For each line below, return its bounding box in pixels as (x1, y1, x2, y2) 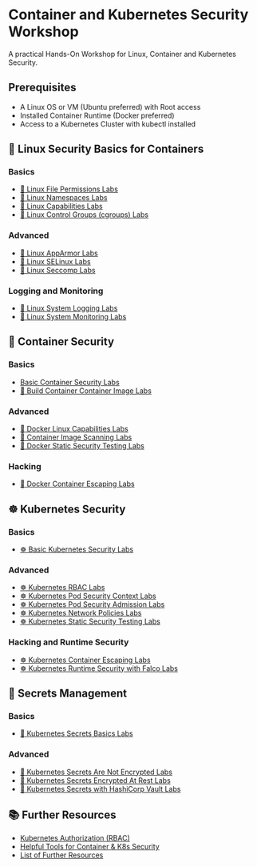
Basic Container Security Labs (19, 377, 120, 387)
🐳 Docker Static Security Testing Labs (19, 441, 145, 451)
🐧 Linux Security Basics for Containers (8, 142, 204, 156)
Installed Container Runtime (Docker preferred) (19, 110, 175, 120)
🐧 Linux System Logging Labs (19, 303, 118, 313)
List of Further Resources (19, 850, 104, 860)
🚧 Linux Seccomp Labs (19, 265, 96, 275)
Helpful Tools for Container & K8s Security (19, 842, 160, 852)
